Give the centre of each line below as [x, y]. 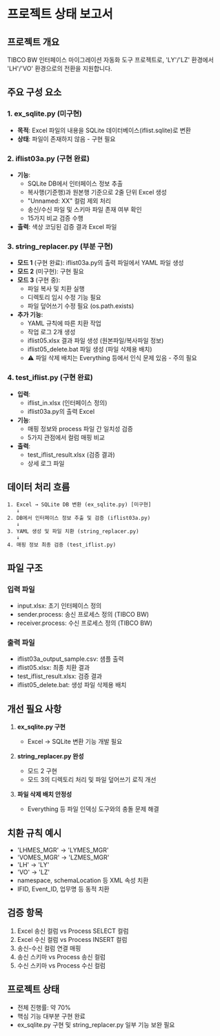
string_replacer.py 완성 [50, 756]
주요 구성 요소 [34, 92]
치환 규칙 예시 [34, 833]
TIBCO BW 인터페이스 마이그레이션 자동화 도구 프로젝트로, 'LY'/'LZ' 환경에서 [110, 60]
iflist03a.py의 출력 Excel [61, 411]
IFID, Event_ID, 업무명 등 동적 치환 [63, 889]
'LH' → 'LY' [33, 865]
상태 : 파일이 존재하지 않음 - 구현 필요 [66, 138]
